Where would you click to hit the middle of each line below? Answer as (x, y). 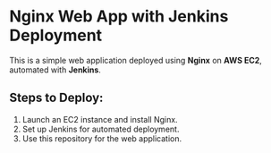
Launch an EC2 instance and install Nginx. (100, 119)
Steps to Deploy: (56, 98)
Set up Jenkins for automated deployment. (101, 129)
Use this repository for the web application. (102, 138)
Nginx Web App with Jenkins (119, 17)
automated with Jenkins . (55, 70)
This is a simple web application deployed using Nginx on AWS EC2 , (135, 60)
